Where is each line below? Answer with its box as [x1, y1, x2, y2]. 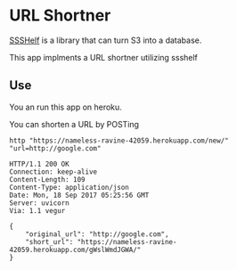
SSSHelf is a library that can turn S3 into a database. [9, 35, 202, 45]
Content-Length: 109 [9, 175, 86, 184]
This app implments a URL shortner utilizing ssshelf [9, 52, 199, 62]
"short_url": [25, 237, 74, 246]
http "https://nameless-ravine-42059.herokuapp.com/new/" [9, 135, 229, 145]
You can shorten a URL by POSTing [9, 119, 140, 129]
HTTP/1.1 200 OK [9, 160, 69, 168]
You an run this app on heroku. [9, 102, 122, 112]
